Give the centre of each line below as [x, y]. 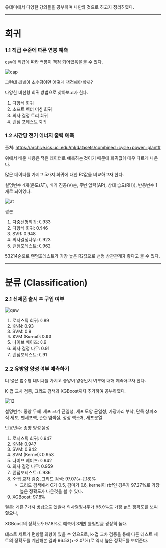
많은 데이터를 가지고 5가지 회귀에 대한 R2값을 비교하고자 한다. [64, 174]
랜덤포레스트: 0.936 [31, 472]
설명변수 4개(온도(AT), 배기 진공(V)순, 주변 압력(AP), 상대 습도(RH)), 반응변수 [80, 185]
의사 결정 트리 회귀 [30, 116]
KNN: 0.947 [24, 444]
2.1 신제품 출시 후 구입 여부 [35, 299]
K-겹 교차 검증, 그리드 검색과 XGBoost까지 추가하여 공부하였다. [65, 391]
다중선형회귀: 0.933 [31, 222]
